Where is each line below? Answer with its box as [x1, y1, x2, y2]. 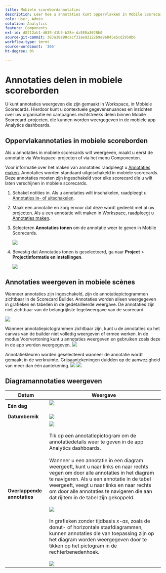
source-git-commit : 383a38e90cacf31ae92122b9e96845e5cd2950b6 [5, 35, 136, 40]
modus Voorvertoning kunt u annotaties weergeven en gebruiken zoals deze [5, 336, 161, 342]
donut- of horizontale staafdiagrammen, [49, 524, 143, 530]
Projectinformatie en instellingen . [12, 254, 83, 260]
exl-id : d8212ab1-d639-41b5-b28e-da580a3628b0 [5, 30, 103, 35]
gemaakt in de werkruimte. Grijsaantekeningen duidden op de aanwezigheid [5, 357, 161, 363]
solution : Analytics [5, 21, 48, 26]
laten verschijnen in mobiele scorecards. [5, 180, 88, 186]
